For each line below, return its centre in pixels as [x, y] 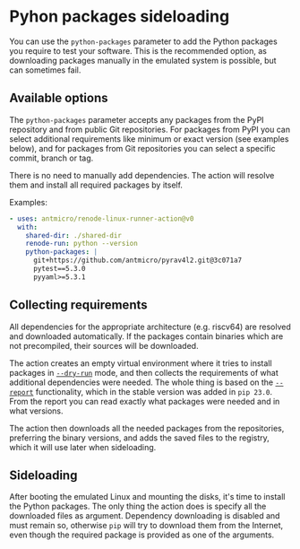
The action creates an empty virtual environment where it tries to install [141, 363]
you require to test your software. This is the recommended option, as [138, 50]
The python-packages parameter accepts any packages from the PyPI [137, 119]
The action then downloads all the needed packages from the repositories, [147, 428]
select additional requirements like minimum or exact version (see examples [149, 139]
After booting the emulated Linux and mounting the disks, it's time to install [147, 497]
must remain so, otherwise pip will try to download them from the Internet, [146, 526]
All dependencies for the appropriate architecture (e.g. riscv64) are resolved [150, 327]
